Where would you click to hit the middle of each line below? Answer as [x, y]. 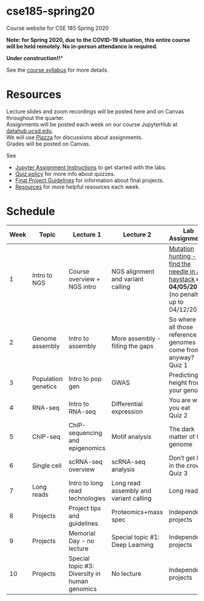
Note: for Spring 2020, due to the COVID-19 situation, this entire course [98, 40]
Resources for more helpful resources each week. [78, 186]
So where [182, 319]
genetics [45, 386]
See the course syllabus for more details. [58, 70]
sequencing [86, 432]
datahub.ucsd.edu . [30, 131]
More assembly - [136, 338]
